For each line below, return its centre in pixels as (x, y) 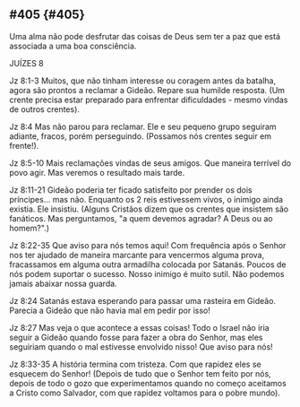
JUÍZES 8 (26, 63)
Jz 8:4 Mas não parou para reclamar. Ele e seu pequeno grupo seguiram (143, 126)
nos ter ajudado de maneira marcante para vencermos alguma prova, (137, 255)
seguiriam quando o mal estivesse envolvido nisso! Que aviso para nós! (141, 346)
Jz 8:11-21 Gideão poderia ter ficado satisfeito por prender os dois (131, 190)
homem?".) (30, 228)
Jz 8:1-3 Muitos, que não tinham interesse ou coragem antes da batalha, (142, 81)
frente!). (24, 145)
